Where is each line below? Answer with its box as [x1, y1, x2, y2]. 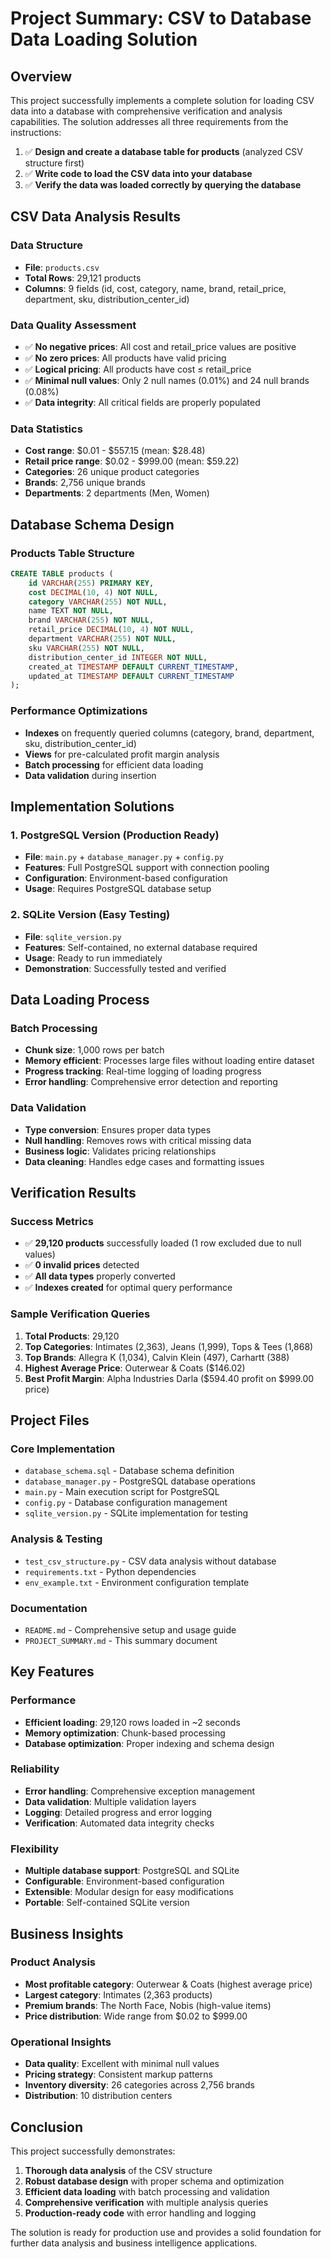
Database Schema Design [10, 516, 175, 533]
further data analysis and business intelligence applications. [10, 2237, 258, 2249]
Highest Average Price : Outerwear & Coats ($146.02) [24, 1362, 246, 1374]
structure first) [24, 157, 85, 169]
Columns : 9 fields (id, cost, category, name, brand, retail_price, [24, 282, 287, 294]
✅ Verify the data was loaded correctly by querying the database [24, 179, 302, 191]
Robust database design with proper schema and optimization [24, 2175, 285, 2187]
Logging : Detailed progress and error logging [24, 1806, 213, 1818]
